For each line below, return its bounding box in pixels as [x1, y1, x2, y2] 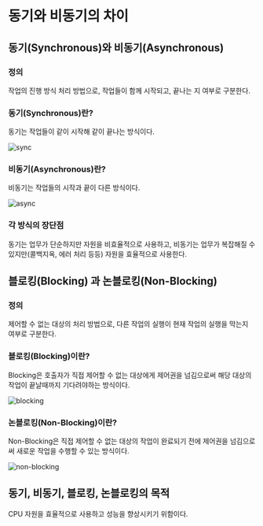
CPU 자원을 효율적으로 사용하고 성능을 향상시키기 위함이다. [8, 509, 188, 518]
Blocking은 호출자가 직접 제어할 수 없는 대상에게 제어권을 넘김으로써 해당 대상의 [8, 370, 252, 380]
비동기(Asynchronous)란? [8, 164, 106, 175]
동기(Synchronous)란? [8, 107, 94, 118]
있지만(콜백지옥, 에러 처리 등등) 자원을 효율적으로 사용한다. [8, 249, 187, 258]
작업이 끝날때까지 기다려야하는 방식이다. [8, 380, 130, 390]
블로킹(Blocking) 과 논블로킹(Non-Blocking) [8, 275, 218, 288]
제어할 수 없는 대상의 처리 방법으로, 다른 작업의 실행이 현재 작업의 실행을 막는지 [8, 320, 249, 329]
